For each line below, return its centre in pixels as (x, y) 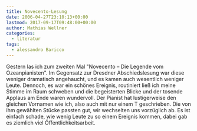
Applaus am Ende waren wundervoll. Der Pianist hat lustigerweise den (91, 98)
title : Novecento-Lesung (37, 11)
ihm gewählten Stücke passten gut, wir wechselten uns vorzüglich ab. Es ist (98, 110)
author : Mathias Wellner (37, 28)
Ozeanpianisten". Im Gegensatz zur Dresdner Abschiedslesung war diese (95, 73)
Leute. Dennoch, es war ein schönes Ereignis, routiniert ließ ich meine (91, 85)
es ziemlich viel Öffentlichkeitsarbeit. (51, 122)
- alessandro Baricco (38, 50)
